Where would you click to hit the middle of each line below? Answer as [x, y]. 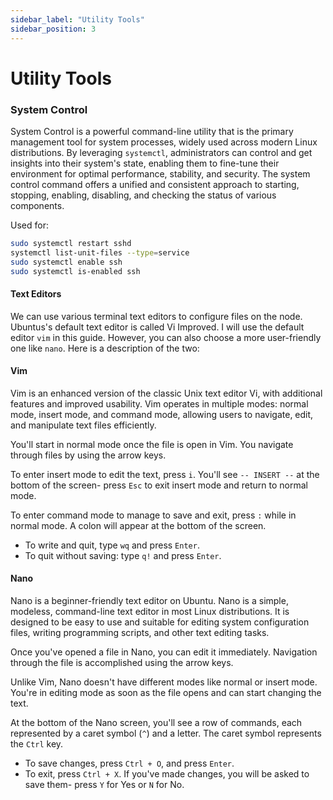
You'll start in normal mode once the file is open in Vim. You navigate [152, 444]
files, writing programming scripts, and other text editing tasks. [140, 633]
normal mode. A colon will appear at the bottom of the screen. [138, 525]
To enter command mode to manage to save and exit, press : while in [153, 515]
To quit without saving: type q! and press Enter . [123, 555]
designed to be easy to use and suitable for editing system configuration [160, 622]
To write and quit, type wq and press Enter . [112, 545]
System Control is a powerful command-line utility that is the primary [152, 131]
